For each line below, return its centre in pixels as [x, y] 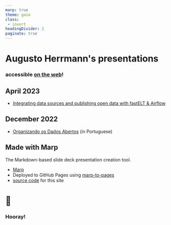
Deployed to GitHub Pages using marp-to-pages [63, 175]
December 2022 [32, 119]
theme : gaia [18, 15]
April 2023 [23, 91]
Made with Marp [32, 148]
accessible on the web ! [34, 75]
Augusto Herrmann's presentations [82, 59]
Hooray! [16, 216]
